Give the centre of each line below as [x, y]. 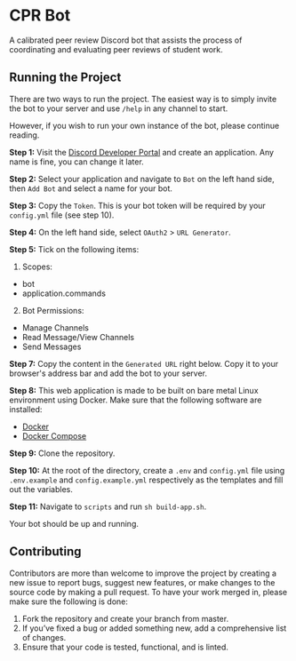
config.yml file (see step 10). [62, 215]
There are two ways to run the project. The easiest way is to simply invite [143, 99]
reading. [24, 135]
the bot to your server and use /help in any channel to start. [119, 108]
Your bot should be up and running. [74, 523]
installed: [26, 409]
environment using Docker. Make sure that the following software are [136, 400]
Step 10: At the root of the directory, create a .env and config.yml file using [147, 470]
